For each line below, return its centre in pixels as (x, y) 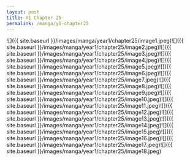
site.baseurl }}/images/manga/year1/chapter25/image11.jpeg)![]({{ (89, 106)
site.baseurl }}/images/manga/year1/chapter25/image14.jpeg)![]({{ (90, 125)
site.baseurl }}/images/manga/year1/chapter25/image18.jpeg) (84, 151)
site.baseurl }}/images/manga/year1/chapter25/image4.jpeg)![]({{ (89, 60)
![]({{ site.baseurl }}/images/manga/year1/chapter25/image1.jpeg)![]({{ (95, 41)
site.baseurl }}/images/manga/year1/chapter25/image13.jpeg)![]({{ (90, 119)
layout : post (23, 12)
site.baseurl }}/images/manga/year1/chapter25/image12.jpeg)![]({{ (90, 112)
